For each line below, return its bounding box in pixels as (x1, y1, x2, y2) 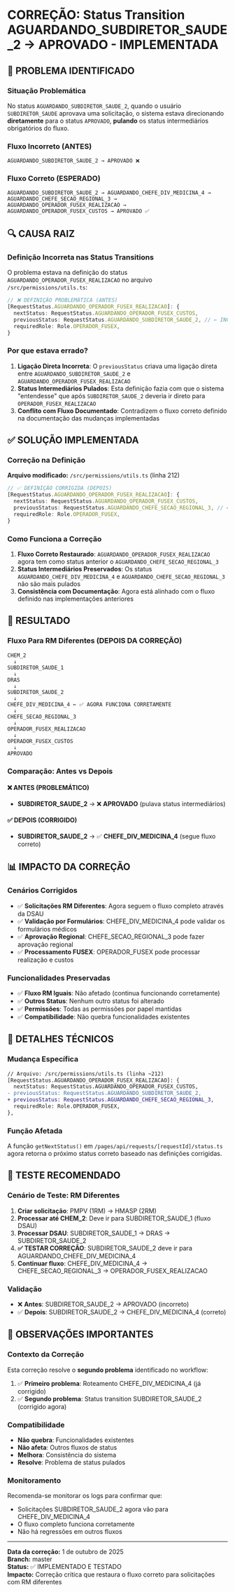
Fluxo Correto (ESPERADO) (7, 174, 101, 184)
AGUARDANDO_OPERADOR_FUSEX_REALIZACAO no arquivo (7, 275, 152, 284)
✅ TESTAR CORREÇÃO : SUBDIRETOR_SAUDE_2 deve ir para (17, 1244, 192, 1252)
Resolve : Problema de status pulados (17, 1458, 126, 1467)
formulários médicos (17, 925, 77, 933)
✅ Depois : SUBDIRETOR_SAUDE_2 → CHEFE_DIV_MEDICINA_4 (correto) (17, 1308, 227, 1317)
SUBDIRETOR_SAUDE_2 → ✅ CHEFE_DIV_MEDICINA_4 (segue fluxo (17, 831, 216, 841)
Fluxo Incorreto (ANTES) (7, 141, 92, 151)
